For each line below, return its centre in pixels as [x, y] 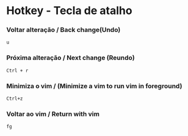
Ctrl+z [15, 99]
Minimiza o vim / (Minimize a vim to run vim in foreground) [94, 86]
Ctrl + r [17, 70]
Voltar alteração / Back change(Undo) [63, 30]
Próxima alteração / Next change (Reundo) [71, 58]
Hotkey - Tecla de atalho [69, 11]
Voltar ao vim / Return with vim [53, 114]
